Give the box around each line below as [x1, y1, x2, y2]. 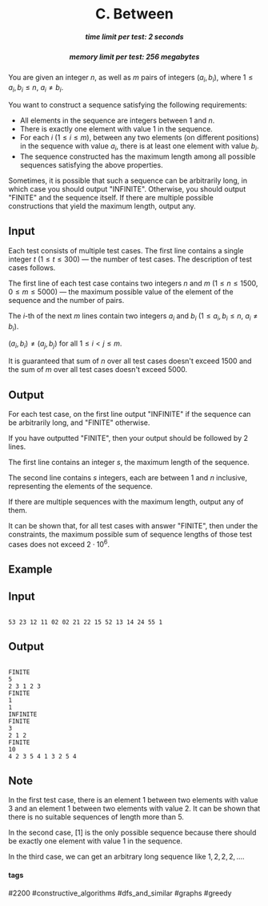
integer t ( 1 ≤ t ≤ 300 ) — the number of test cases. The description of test [8, 254, 252, 264]
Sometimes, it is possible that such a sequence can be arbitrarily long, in [8, 176, 248, 185]
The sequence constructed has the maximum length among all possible [19, 152, 256, 161]
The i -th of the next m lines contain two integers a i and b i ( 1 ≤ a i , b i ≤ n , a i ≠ [8, 310, 258, 322]
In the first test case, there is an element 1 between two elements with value [8, 795, 258, 805]
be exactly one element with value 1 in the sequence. [8, 836, 182, 846]
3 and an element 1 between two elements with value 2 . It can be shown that [8, 803, 261, 814]
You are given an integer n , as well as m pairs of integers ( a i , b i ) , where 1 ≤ [8, 72, 254, 84]
